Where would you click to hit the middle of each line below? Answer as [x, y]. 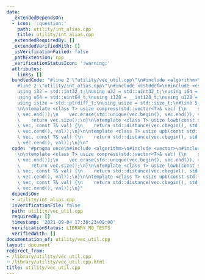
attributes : [27, 69]
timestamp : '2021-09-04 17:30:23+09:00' [64, 223]
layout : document [28, 245]
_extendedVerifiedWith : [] [46, 46]
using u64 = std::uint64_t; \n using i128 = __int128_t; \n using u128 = [108, 97]
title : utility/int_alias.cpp [56, 35]
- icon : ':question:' [39, 23]
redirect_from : [26, 251]
